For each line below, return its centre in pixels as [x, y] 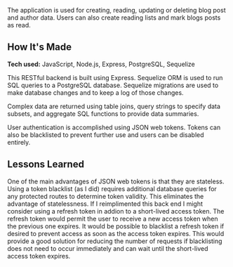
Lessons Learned [46, 164]
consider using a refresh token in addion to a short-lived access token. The [116, 211]
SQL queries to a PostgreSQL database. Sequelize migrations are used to [113, 85]
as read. [19, 25]
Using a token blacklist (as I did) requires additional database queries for [112, 188]
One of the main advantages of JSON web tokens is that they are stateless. [116, 181]
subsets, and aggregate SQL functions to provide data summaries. [103, 113]
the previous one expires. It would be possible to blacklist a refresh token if [116, 226]
